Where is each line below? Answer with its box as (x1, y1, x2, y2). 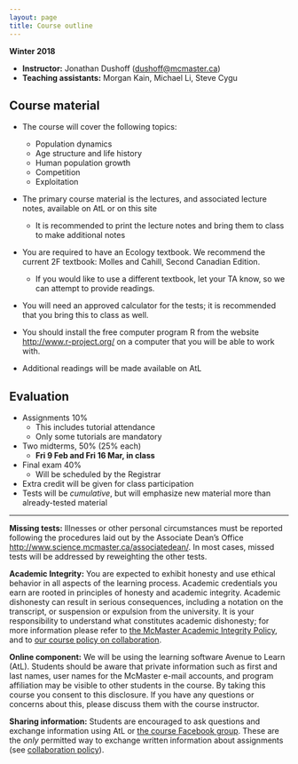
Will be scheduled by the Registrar (35, 469, 161, 480)
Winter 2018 (9, 45, 56, 56)
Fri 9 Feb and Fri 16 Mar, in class (35, 450, 155, 461)
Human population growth (35, 157, 131, 169)
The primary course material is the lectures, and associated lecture (21, 194, 268, 204)
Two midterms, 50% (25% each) (21, 441, 142, 451)
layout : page (9, 12, 58, 22)
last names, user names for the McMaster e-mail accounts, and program (9, 671, 274, 681)
